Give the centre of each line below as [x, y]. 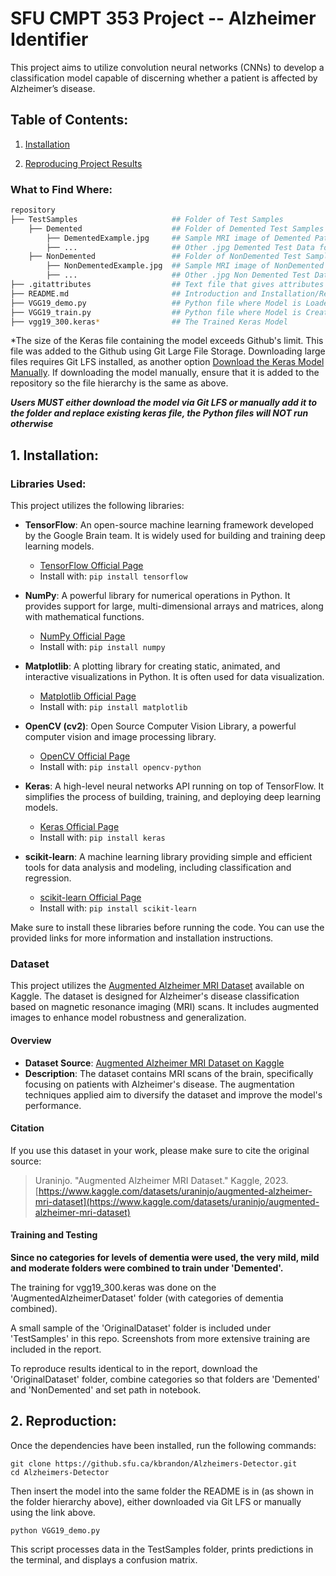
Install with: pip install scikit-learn [118, 908]
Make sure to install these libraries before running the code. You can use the [167, 928]
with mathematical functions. [84, 617]
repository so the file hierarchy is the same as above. [119, 383]
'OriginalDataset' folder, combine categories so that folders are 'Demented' [165, 1379]
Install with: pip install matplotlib [113, 707]
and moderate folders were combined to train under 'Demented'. [147, 1268]
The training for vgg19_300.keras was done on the [113, 1288]
